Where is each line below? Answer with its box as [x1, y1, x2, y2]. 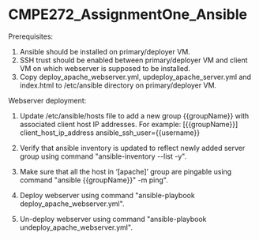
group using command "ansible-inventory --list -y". [19, 152, 187, 161]
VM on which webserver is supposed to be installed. [19, 63, 191, 73]
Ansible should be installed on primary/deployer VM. [19, 47, 191, 56]
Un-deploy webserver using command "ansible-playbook [19, 214, 207, 223]
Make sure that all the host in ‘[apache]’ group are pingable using [19, 167, 232, 176]
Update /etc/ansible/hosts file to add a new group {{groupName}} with [19, 111, 250, 120]
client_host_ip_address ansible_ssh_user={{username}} [19, 128, 201, 137]
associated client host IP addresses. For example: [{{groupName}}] [19, 119, 238, 129]
